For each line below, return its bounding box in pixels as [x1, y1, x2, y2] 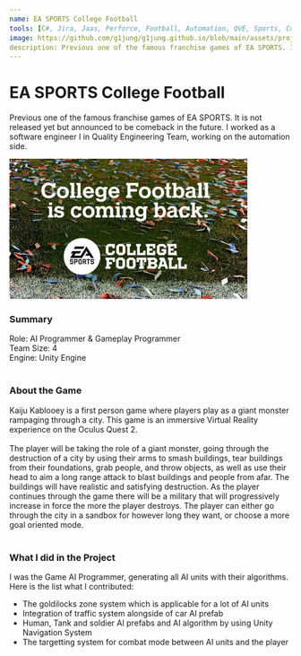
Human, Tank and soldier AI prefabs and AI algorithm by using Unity [21, 617, 273, 628]
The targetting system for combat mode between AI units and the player [21, 637, 289, 648]
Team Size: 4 [9, 343, 58, 354]
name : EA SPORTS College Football [9, 14, 139, 23]
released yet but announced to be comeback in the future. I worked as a [9, 122, 276, 133]
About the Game [9, 384, 82, 397]
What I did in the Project [9, 551, 116, 564]
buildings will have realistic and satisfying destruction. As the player [9, 481, 260, 492]
